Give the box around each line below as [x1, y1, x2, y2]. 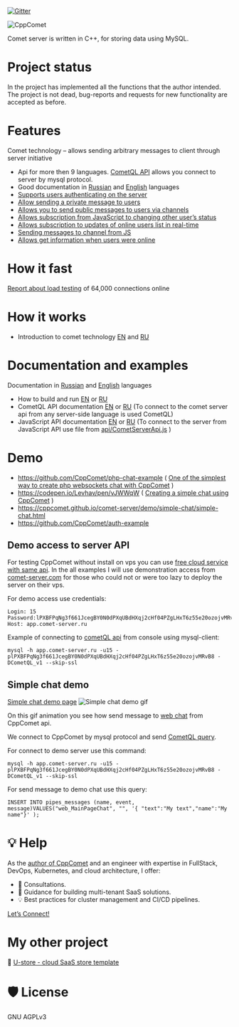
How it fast [7, 260, 73, 277]
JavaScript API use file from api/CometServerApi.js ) [17, 425, 172, 433]
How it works [7, 309, 87, 325]
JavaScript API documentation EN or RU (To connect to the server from [17, 417, 227, 426]
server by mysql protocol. [17, 175, 93, 183]
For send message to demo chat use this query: [7, 785, 147, 794]
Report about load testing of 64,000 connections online [7, 284, 170, 292]
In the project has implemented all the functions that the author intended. [7, 83, 221, 91]
